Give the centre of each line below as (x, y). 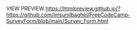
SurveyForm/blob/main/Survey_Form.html (57, 21)
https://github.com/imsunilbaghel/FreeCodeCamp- (68, 15)
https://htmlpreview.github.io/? (83, 9)
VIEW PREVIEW (25, 9)
